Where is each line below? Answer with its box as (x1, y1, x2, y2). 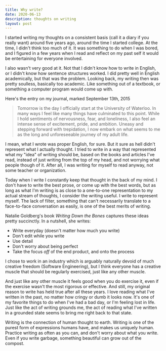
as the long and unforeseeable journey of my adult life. (17, 132, 129, 137)
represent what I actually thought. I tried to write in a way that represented (5, 146, 157, 152)
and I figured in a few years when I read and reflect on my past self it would (5, 50, 159, 56)
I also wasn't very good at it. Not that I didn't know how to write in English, (5, 65, 156, 71)
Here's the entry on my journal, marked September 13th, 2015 (5, 96, 130, 102)
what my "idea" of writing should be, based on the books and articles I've (5, 152, 155, 158)
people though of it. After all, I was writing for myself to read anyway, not (5, 162, 154, 168)
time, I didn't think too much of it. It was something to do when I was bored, (5, 45, 159, 51)
